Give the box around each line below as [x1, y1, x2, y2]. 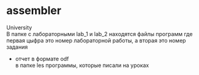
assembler [6, 4, 62, 18]
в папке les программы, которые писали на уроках [15, 62, 149, 69]
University [6, 24, 32, 31]
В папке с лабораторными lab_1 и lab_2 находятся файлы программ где [6, 30, 193, 37]
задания [6, 43, 28, 51]
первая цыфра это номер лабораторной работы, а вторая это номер [6, 37, 186, 44]
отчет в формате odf [15, 55, 69, 62]
